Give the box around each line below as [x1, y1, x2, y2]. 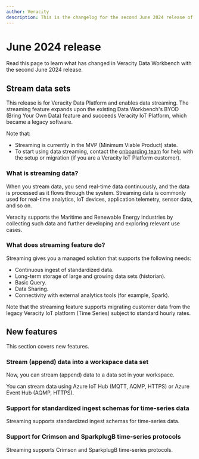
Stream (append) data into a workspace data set [6, 357, 149, 366]
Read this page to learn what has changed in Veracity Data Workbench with [6, 60, 192, 67]
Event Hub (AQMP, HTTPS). [6, 389, 74, 396]
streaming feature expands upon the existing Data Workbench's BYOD [6, 106, 179, 113]
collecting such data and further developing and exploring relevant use [6, 219, 181, 227]
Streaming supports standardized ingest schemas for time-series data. [6, 418, 180, 425]
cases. [6, 226, 23, 233]
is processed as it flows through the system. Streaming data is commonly [6, 189, 186, 196]
